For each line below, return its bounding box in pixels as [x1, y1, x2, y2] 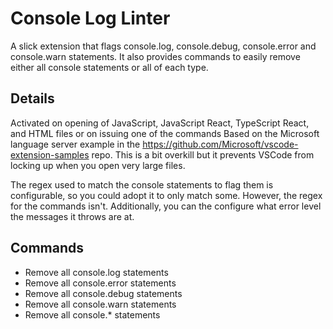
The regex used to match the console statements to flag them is [10, 178, 274, 191]
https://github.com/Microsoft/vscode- [142, 138, 299, 150]
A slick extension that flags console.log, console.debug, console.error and [10, 40, 317, 52]
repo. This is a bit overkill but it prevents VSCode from [91, 148, 315, 161]
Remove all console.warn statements [24, 298, 177, 310]
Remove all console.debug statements [24, 287, 183, 299]
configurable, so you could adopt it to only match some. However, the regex [10, 189, 323, 201]
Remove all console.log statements [24, 266, 169, 278]
